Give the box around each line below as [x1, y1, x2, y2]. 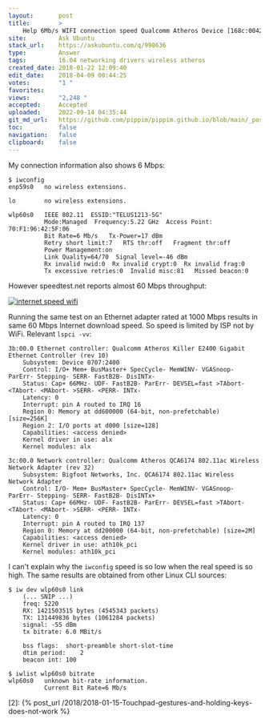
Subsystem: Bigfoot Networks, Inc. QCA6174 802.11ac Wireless [22, 470, 235, 479]
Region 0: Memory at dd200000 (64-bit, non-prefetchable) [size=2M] [22, 526, 256, 535]
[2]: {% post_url [8, 697, 60, 707]
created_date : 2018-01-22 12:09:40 [8, 64, 127, 72]
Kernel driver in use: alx [22, 436, 113, 444]
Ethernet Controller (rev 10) [8, 351, 110, 359]
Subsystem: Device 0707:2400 [22, 358, 120, 367]
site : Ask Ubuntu [8, 34, 94, 42]
